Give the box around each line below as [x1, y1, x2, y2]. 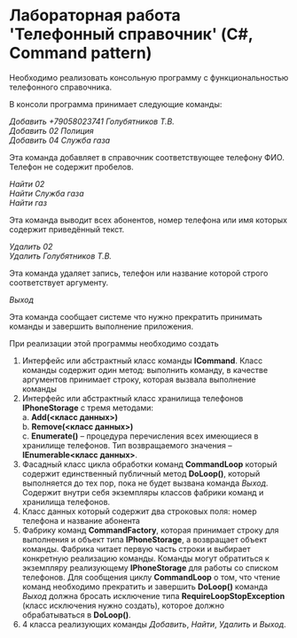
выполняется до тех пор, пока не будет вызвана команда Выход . [21, 478, 269, 488]
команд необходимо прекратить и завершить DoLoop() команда [21, 581, 269, 592]
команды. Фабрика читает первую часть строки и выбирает [21, 543, 251, 554]
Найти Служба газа [9, 188, 84, 198]
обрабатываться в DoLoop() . [21, 609, 131, 620]
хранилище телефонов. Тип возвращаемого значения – [21, 440, 232, 450]
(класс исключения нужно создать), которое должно [21, 600, 224, 611]
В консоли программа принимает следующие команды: [9, 98, 223, 109]
